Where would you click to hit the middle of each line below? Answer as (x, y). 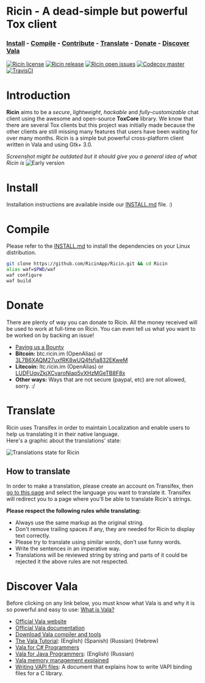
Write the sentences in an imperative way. (68, 549)
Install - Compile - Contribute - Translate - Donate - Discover (98, 43)
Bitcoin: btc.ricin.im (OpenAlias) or (59, 353)
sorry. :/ (25, 386)
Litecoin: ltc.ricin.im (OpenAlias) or (59, 366)
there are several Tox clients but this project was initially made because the (101, 125)
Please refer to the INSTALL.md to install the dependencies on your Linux (98, 246)
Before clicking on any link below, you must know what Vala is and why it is (101, 603)
